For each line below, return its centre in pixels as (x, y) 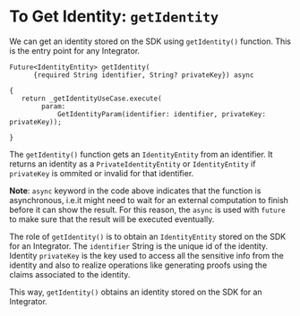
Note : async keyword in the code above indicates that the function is (135, 191)
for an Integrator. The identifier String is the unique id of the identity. (139, 246)
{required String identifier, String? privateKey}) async (143, 75)
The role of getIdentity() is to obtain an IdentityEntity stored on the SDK (148, 236)
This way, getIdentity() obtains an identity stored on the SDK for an (136, 292)
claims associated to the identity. (70, 274)
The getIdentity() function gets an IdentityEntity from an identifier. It (141, 154)
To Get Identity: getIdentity (114, 17)
